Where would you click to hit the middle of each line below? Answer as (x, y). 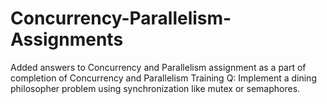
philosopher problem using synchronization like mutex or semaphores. (155, 88)
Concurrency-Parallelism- (121, 18)
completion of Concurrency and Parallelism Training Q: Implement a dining (163, 78)
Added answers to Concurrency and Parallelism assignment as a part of (158, 67)
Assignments (67, 39)
